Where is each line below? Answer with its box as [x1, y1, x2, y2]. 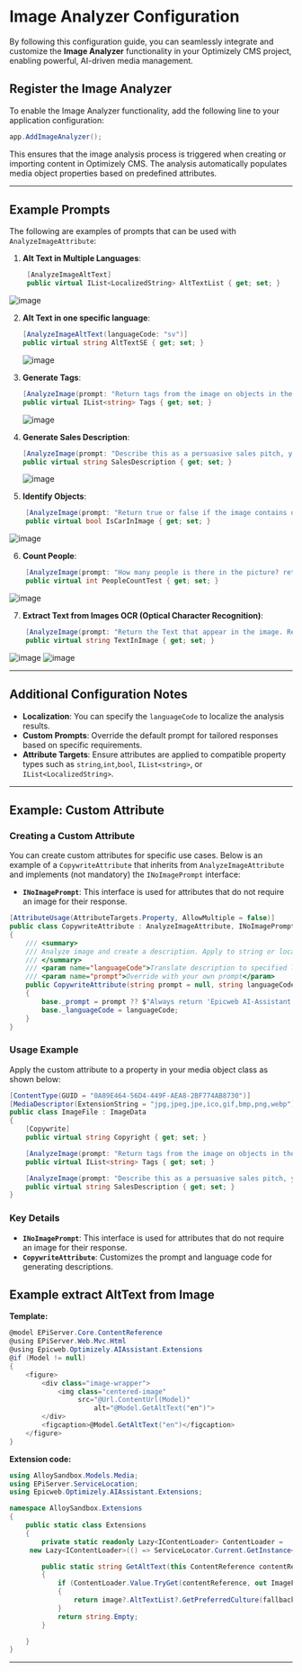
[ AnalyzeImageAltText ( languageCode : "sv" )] [22, 330, 189, 339]
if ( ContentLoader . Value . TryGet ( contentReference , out [57, 1578, 268, 1588]
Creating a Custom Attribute [9, 829, 135, 842]
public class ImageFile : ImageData [9, 1107, 147, 1117]
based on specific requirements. [22, 739, 143, 750]
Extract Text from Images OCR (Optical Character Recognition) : [22, 610, 263, 620]
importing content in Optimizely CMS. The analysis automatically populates [9, 158, 288, 168]
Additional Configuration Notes [9, 687, 189, 702]
